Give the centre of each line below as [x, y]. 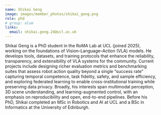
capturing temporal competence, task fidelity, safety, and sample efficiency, [81, 76]
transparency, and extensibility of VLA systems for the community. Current [79, 61]
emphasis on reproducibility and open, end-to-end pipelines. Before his [76, 97]
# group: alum [19, 23]
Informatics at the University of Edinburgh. [47, 107]
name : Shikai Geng [23, 9]
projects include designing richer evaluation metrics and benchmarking [76, 66]
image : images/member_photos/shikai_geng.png [51, 14]
